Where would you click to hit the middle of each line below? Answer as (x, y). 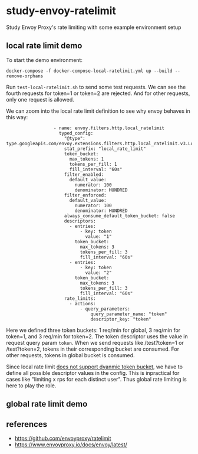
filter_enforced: (85, 195)
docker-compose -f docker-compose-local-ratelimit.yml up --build (89, 71)
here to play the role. (31, 386)
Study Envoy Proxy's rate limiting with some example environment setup (94, 27)
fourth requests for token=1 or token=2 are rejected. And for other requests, (98, 93)
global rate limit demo (47, 404)
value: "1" (98, 236)
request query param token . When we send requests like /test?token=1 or (95, 342)
